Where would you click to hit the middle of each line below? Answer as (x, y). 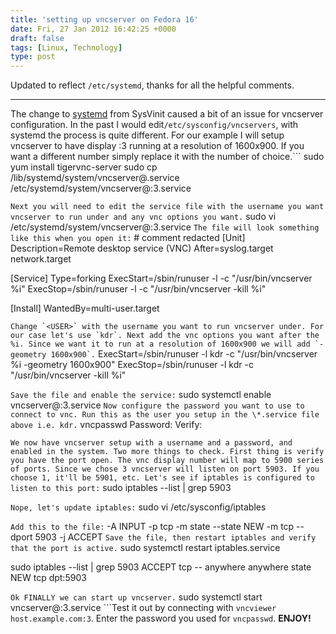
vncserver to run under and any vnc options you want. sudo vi (143, 217)
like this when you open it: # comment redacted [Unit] (128, 238)
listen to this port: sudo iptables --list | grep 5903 (121, 488)
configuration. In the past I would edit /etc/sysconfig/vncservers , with (154, 125)
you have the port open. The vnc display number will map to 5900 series (167, 461)
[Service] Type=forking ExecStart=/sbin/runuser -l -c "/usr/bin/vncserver (161, 278)
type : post (33, 57)
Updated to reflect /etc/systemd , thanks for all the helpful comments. (152, 85)
